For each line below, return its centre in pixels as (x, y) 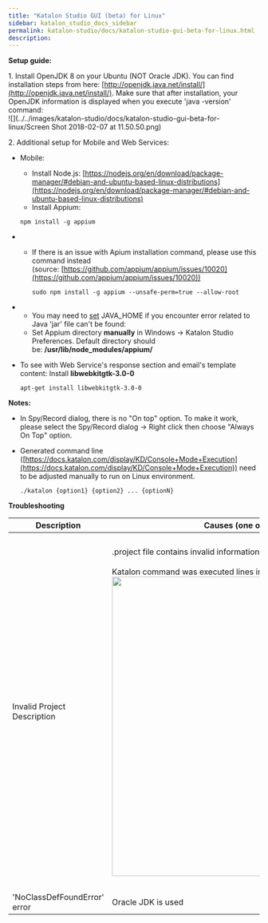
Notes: (20, 403)
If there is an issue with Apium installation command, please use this (144, 252)
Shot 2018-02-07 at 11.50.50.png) (106, 127)
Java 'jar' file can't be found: (79, 324)
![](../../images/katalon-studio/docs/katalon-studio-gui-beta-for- (114, 119)
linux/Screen (29, 127)
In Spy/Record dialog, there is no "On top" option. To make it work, (129, 418)
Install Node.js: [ (58, 173)
